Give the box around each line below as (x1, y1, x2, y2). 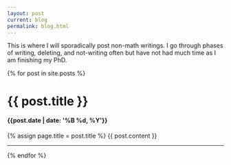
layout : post (7, 10, 45, 17)
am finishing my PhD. (7, 56, 67, 64)
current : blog (7, 16, 48, 23)
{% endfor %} (7, 151, 47, 160)
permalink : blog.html (7, 23, 69, 29)
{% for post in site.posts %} (7, 69, 86, 77)
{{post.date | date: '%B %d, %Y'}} (7, 116, 108, 125)
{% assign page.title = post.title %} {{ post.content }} (7, 131, 157, 140)
